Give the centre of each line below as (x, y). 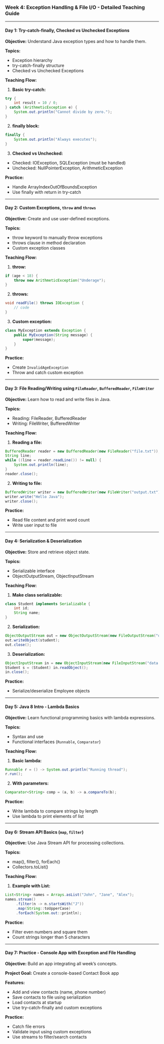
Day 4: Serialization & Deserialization (43, 541)
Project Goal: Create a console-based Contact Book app (62, 973)
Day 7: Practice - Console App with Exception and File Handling (70, 953)
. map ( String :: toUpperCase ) (43, 909)
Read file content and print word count (51, 520)
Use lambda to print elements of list (48, 816)
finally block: (26, 125)
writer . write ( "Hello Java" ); (35, 497)
